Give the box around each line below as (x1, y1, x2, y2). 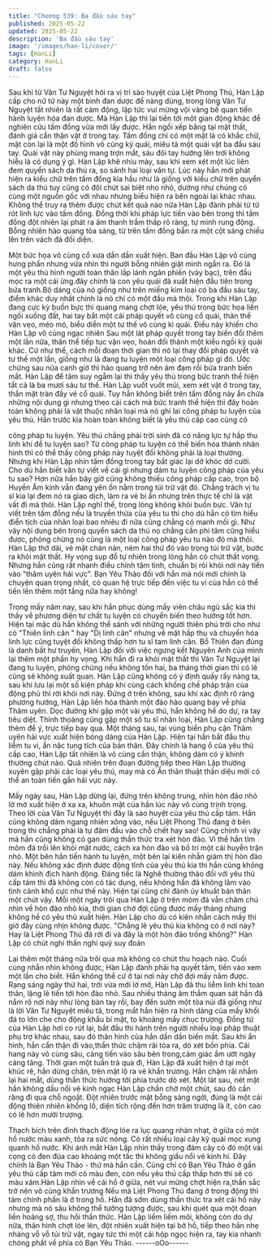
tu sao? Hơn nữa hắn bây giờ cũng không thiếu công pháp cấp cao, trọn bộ (8, 473, 260, 483)
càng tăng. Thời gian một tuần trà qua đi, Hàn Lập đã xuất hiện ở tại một (8, 1057, 249, 1067)
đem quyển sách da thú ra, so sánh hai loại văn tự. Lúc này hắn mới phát (8, 165, 251, 175)
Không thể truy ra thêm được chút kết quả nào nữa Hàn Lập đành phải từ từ (8, 200, 260, 209)
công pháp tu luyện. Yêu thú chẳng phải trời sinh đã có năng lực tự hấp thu (8, 430, 258, 440)
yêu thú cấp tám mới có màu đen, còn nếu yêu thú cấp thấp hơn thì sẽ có (8, 1168, 253, 1178)
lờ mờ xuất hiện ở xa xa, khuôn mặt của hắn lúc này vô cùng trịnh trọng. (8, 799, 248, 809)
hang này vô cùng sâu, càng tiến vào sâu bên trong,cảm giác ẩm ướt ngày (8, 1048, 257, 1059)
